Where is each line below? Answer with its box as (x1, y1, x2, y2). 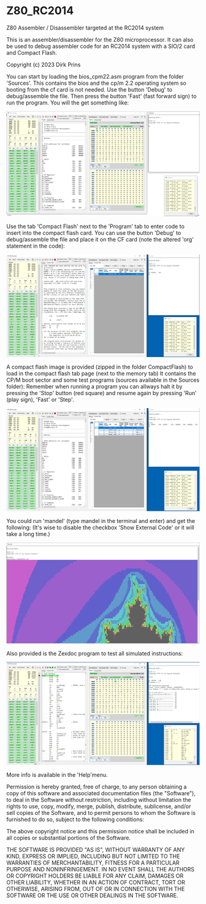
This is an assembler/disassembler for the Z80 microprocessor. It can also (6, 36, 194, 43)
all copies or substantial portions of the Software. (6, 834, 131, 842)
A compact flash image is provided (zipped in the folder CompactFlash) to (6, 363, 193, 371)
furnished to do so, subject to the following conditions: (6, 816, 144, 823)
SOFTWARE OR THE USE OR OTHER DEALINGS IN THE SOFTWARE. (6, 892, 178, 899)
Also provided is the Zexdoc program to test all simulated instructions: (6, 650, 183, 657)
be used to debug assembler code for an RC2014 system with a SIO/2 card (6, 42, 196, 50)
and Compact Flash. (6, 49, 57, 56)
